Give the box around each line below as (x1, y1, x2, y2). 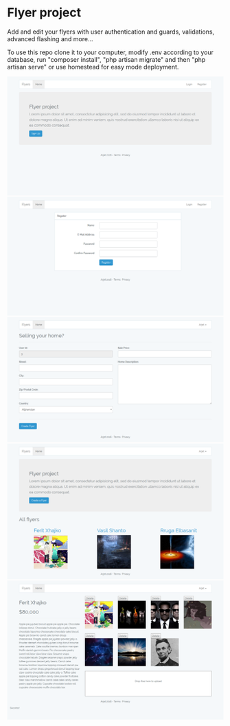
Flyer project (7, 5, 81, 21)
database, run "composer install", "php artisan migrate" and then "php (7, 55, 206, 63)
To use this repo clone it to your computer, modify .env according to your (7, 48, 214, 56)
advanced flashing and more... (7, 34, 93, 43)
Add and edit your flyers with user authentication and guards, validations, (7, 27, 215, 36)
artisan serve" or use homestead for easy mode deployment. (7, 63, 179, 71)
